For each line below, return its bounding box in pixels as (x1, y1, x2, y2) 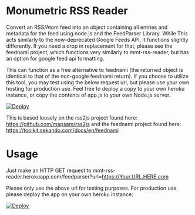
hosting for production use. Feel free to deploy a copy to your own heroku (6, 85, 185, 92)
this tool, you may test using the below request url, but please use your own (6, 78, 190, 86)
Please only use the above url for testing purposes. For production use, (6, 184, 178, 191)
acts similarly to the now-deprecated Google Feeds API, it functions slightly (6, 36, 189, 43)
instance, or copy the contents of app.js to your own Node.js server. (6, 91, 171, 98)
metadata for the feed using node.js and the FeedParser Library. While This (6, 29, 188, 37)
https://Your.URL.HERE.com (102, 173, 169, 180)
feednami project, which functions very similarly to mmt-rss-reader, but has (6, 48, 189, 55)
